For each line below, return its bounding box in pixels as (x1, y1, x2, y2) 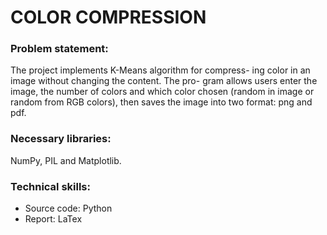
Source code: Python (24, 202, 113, 215)
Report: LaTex (24, 213, 83, 225)
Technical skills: (10, 179, 91, 193)
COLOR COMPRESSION (10, 6, 207, 29)
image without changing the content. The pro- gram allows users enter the (10, 75, 318, 87)
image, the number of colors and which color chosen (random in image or (10, 86, 315, 98)
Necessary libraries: (10, 132, 112, 146)
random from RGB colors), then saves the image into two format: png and (10, 96, 313, 108)
